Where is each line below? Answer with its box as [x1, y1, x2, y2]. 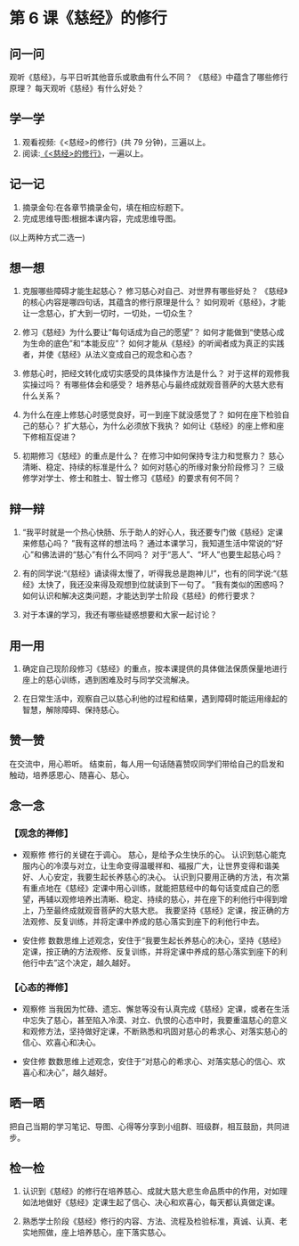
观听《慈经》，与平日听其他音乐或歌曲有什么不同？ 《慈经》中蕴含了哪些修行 [9, 72, 288, 82]
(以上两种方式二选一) [9, 232, 86, 242]
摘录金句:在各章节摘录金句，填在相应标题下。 [21, 201, 189, 212]
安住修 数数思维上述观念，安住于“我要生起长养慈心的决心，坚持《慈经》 [21, 935, 286, 946]
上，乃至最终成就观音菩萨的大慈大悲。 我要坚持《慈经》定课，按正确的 [21, 905, 282, 915]
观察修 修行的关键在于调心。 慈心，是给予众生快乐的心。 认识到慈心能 [21, 848, 279, 860]
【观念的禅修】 [9, 827, 74, 840]
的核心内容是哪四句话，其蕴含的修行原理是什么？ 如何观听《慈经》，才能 [21, 297, 287, 307]
